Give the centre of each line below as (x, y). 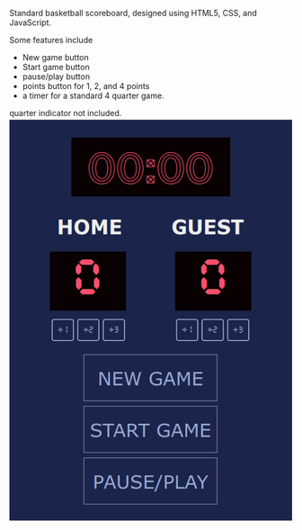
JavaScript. (31, 22)
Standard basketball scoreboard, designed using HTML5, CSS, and (133, 13)
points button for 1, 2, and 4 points (86, 86)
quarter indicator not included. (66, 113)
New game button (55, 57)
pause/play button (56, 76)
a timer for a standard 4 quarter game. (93, 95)
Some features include (51, 40)
